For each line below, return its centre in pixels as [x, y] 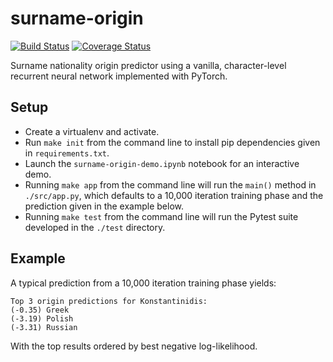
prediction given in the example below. [104, 206]
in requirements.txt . [67, 153]
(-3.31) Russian [44, 327]
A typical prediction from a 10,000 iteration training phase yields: [143, 283]
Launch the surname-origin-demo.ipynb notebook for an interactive [162, 163]
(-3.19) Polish [42, 318]
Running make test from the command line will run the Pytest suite [161, 216]
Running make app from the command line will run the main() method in [170, 184]
